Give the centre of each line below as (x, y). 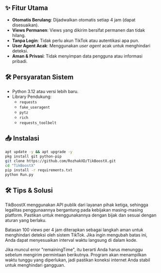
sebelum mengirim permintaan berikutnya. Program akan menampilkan (76, 254)
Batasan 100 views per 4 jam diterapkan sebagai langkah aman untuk (74, 230)
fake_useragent (34, 107)
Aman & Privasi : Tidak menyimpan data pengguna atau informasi (77, 56)
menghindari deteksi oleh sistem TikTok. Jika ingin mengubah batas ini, (76, 235)
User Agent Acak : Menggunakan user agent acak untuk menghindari (81, 45)
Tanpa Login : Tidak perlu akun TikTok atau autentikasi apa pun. (76, 40)
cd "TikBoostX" (20, 166)
